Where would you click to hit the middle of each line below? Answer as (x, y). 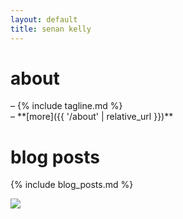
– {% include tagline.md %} (66, 106)
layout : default (44, 19)
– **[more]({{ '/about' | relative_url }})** (92, 117)
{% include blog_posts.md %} (72, 185)
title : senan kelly (51, 29)
